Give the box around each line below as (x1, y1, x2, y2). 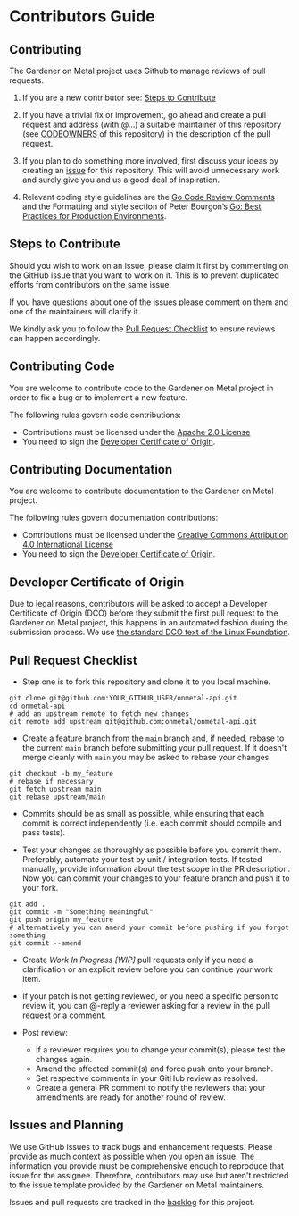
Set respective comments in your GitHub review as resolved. (35, 1073, 259, 1084)
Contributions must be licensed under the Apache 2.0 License (21, 426, 251, 437)
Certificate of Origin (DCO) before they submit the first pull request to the (9, 608, 278, 618)
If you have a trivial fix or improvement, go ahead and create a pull (21, 110, 266, 120)
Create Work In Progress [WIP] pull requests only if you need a (21, 954, 253, 966)
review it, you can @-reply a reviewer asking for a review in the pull (21, 1001, 270, 1011)
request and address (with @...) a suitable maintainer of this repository (21, 119, 282, 130)
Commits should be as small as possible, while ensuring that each (21, 809, 265, 819)
